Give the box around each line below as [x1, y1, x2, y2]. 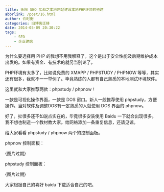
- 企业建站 [14, 39, 33, 44]
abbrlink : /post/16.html [5, 12, 56, 17]
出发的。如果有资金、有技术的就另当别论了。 [5, 59, 95, 65]
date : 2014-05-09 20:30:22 [5, 25, 60, 30]
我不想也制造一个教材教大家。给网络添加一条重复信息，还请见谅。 [5, 119, 138, 125]
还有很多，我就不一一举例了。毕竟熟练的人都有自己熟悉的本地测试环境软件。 [5, 75, 160, 81]
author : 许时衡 [5, 16, 34, 21]
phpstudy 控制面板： [5, 161, 47, 167]
